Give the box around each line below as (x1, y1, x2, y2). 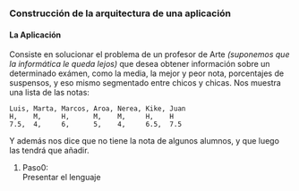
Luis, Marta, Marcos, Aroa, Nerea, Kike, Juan (9, 104, 186, 113)
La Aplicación (9, 29, 62, 40)
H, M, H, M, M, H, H (9, 112, 175, 121)
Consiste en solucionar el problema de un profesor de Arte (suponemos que (9, 49, 290, 60)
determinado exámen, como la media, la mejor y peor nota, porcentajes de (9, 68, 285, 79)
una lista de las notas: (9, 87, 90, 98)
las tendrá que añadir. (9, 145, 90, 156)
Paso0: (21, 162, 49, 173)
